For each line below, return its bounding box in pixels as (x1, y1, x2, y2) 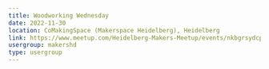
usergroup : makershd (8, 41, 78, 49)
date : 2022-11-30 (8, 19, 66, 27)
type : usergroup (8, 48, 62, 56)
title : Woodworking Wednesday (8, 11, 110, 20)
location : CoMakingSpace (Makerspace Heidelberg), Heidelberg (8, 26, 220, 34)
